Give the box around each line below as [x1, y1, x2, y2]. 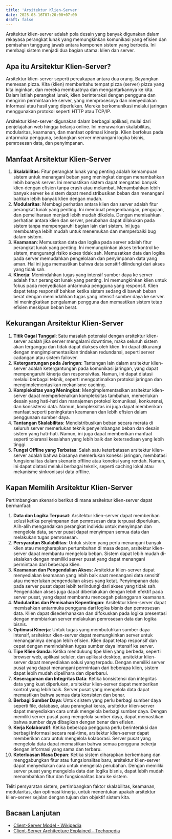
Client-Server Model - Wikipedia [13, 822, 81, 829]
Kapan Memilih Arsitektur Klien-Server [6, 483, 133, 492]
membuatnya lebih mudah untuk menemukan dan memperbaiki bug [13, 228, 156, 234]
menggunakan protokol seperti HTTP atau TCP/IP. [6, 108, 112, 115]
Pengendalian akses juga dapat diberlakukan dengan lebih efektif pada [13, 588, 163, 594]
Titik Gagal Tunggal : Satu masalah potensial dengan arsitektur [13, 333, 145, 339]
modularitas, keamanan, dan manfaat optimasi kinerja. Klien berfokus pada [6, 129, 163, 136]
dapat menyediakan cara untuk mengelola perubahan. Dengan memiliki [13, 762, 164, 768]
